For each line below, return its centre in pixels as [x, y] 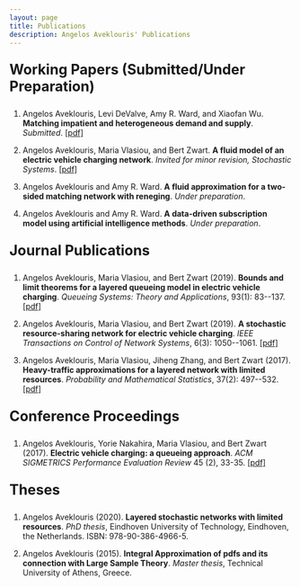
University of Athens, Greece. [77, 573]
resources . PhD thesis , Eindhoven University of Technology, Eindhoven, [155, 527]
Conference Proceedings [94, 416]
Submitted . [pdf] [53, 133]
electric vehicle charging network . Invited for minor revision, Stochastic [157, 160]
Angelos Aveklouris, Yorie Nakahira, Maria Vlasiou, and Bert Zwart [145, 444]
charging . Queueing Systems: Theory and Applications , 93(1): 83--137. [154, 297]
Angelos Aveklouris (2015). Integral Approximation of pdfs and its [145, 554]
